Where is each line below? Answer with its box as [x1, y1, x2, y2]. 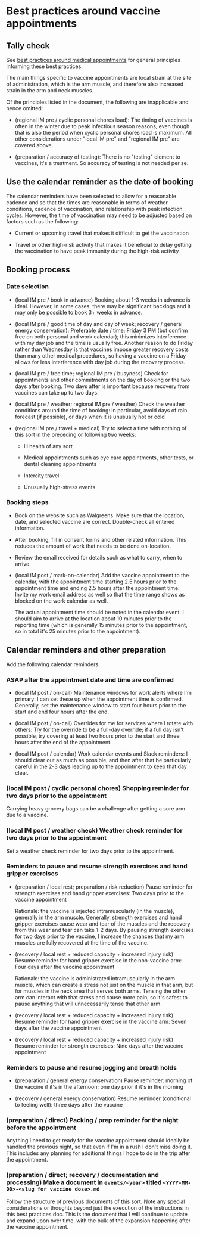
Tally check [6, 41, 50, 51]
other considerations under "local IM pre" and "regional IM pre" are [14, 135, 180, 142]
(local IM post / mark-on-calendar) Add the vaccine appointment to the [14, 572, 189, 579]
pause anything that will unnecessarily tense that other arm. [14, 1000, 162, 1007]
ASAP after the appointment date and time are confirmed [6, 675, 174, 684]
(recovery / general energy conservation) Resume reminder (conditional [14, 1095, 192, 1102]
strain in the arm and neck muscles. [6, 87, 94, 94]
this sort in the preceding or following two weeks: [14, 431, 136, 438]
